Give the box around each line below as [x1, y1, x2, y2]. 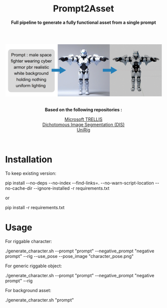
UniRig [77, 127, 90, 133]
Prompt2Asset [53, 3, 114, 14]
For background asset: [5, 287, 51, 293]
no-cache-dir [5, 185, 33, 191]
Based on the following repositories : [44, 106, 123, 112]
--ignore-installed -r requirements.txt [33, 185, 110, 191]
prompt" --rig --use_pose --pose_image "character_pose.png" [5, 253, 134, 259]
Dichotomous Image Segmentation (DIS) [42, 121, 125, 127]
